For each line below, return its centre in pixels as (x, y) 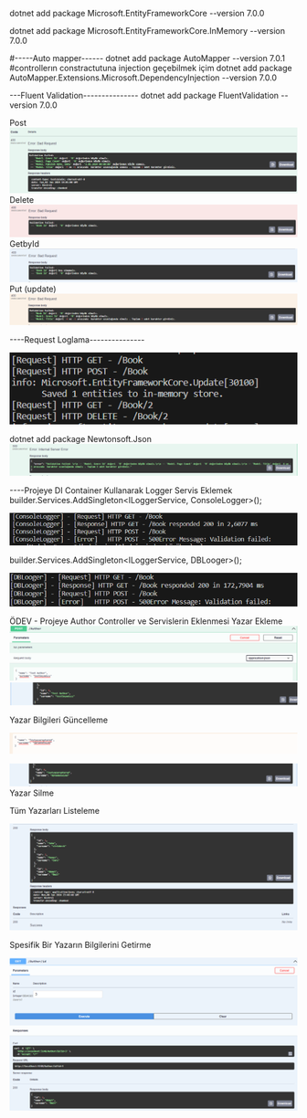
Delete (22, 199)
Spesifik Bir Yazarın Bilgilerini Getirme (80, 945)
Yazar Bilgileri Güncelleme (58, 720)
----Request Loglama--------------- (77, 340)
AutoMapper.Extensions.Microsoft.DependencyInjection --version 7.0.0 (143, 78)
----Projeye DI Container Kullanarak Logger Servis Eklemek (121, 490)
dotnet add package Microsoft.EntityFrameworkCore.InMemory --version (148, 31)
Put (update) (33, 289)
